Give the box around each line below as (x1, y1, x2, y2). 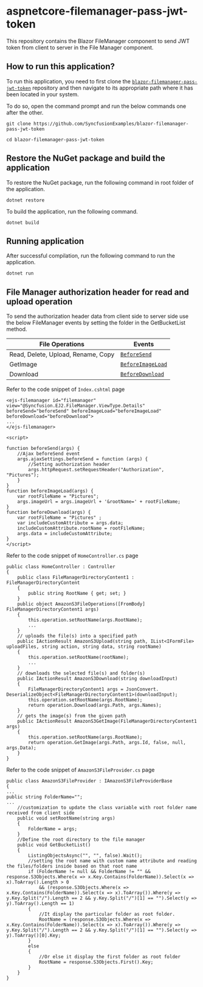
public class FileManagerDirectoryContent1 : (17, 574, 135, 581)
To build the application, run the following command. (6, 208, 138, 215)
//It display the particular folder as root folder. (38, 911, 175, 918)
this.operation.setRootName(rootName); (28, 655, 129, 661)
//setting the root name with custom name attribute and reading (28, 858, 198, 864)
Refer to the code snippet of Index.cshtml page (6, 385, 125, 393)
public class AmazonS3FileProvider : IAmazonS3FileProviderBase (6, 778, 173, 784)
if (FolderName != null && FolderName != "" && (28, 869, 151, 875)
